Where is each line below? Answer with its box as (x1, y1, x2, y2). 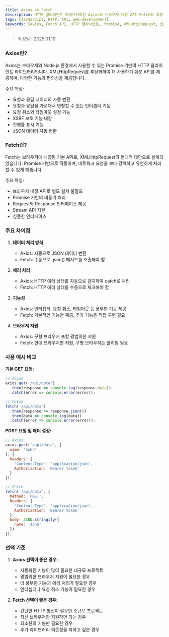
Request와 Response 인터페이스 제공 (12, 200, 87, 207)
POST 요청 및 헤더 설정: (5, 428, 52, 434)
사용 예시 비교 (5, 354, 37, 361)
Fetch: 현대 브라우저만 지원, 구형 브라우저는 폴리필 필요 (20, 340, 128, 346)
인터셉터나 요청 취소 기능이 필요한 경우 (20, 586, 96, 593)
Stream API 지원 (12, 207, 45, 213)
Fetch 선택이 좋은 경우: (12, 597, 58, 603)
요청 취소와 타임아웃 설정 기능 (12, 109, 70, 115)
